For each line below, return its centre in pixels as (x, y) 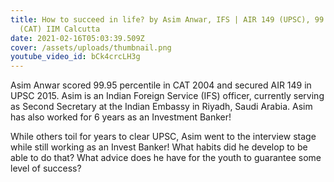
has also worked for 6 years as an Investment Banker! (121, 117)
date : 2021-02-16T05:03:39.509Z (77, 38)
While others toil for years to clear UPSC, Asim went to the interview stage (163, 137)
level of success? (46, 168)
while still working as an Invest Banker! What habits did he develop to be (159, 147)
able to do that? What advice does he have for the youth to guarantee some (166, 158)
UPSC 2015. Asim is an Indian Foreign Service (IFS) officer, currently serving (167, 96)
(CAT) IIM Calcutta (60, 29)
